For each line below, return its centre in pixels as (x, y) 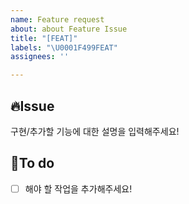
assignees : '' (40, 57)
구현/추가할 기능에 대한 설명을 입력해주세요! (95, 131)
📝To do (32, 163)
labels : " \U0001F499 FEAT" (64, 47)
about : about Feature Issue (69, 29)
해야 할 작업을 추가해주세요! (78, 188)
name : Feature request (57, 19)
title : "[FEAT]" (44, 38)
